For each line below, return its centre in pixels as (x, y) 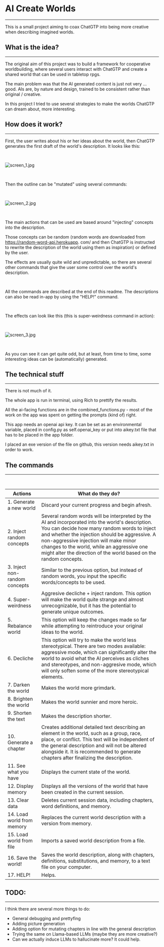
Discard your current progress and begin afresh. (97, 505)
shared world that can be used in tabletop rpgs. (53, 74)
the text (16, 719)
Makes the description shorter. (76, 716)
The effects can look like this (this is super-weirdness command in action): (80, 316)
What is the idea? (32, 47)
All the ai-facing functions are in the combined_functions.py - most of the (79, 410)
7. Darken (19, 685)
